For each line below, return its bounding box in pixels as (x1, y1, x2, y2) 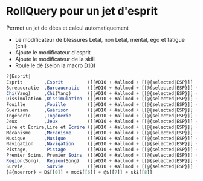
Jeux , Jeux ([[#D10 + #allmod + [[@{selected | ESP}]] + (6, 118, 199, 125)
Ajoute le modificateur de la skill (14, 55, 95, 62)
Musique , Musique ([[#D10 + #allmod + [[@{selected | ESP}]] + (6, 135, 199, 142)
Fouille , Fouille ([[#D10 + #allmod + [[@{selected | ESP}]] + (6, 102, 199, 108)
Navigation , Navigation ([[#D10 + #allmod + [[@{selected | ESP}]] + (6, 141, 199, 147)
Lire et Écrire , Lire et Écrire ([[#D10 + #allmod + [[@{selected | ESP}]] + (6, 124, 199, 130)
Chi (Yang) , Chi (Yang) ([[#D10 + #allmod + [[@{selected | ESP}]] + (6, 90, 199, 96)
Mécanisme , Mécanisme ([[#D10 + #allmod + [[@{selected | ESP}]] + (6, 130, 199, 136)
